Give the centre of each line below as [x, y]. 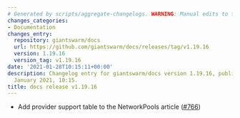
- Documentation [31, 27]
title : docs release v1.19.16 [52, 87]
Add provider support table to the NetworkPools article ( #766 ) [109, 107]
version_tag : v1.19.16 [47, 60]
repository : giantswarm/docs [57, 41]
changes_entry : [30, 34]
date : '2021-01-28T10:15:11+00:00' [60, 67]
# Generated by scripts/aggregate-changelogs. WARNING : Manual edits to [118, 14]
